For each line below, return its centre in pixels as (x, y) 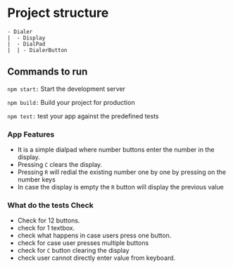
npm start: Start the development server (66, 89)
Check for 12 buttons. (49, 220)
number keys (37, 180)
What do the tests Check (50, 205)
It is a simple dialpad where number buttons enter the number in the (116, 150)
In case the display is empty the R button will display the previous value (120, 187)
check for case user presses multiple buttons (83, 243)
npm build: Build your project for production (71, 102)
